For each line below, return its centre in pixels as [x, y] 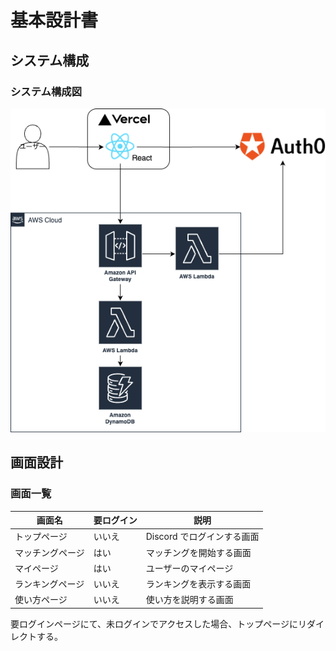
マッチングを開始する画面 [198, 552]
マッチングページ [49, 552]
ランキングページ [49, 584]
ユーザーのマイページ [189, 568]
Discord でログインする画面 [202, 537]
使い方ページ [41, 600]
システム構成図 [46, 91]
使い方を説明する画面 [189, 600]
